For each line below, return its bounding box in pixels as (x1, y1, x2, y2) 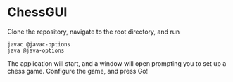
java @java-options (7, 47, 65, 54)
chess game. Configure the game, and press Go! (7, 67, 149, 75)
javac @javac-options (7, 41, 71, 48)
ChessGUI (7, 4, 68, 20)
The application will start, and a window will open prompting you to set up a (7, 59, 227, 67)
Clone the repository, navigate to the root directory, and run (7, 27, 180, 36)
